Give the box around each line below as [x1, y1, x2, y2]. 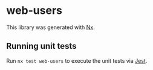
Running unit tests [6, 41, 77, 51]
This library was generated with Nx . [6, 24, 95, 31]
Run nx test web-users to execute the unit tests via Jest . [6, 57, 148, 64]
